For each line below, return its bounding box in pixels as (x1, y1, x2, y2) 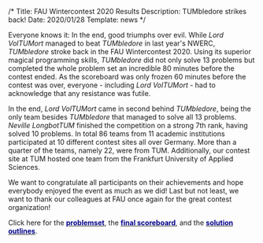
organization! (8, 203, 51, 212)
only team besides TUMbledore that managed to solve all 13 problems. (8, 112, 237, 121)
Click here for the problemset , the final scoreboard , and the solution (8, 218, 234, 227)
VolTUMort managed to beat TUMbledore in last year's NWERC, (8, 39, 216, 48)
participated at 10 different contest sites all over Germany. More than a (8, 138, 237, 146)
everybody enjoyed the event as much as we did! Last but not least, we (8, 186, 239, 195)
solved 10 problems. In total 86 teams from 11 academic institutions (8, 129, 226, 138)
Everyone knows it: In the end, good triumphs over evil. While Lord (8, 31, 224, 39)
